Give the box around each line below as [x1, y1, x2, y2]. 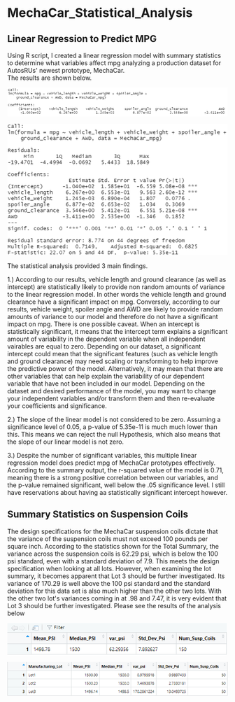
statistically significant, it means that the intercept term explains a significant [7, 328, 228, 336]
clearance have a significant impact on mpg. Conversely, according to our [7, 297, 220, 306]
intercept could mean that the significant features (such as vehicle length [7, 350, 218, 358]
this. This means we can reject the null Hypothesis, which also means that [7, 430, 220, 439]
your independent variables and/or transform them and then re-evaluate [7, 394, 215, 403]
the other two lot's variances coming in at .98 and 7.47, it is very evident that [7, 594, 227, 603]
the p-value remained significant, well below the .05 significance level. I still [7, 481, 225, 489]
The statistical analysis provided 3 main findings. [7, 262, 148, 270]
